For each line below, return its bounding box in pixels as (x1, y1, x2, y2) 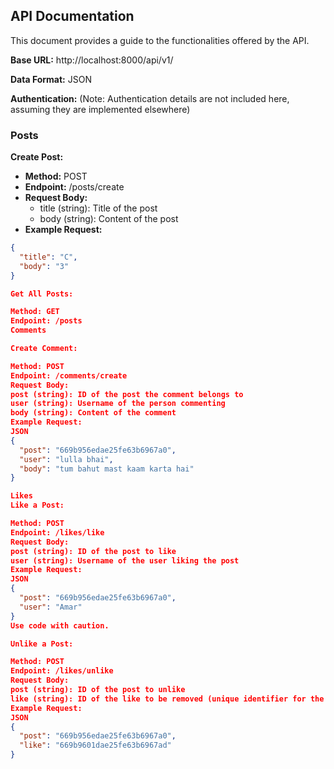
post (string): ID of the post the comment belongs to (10, 389, 244, 399)
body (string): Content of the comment (10, 408, 177, 418)
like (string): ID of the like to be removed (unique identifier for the (10, 694, 325, 704)
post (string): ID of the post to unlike (10, 685, 186, 695)
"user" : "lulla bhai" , (19, 454, 114, 464)
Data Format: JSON (10, 73, 92, 85)
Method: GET (10, 307, 60, 317)
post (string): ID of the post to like (10, 546, 177, 556)
